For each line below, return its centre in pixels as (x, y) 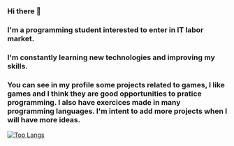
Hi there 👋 (24, 11)
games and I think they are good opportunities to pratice (104, 94)
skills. (17, 66)
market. (21, 38)
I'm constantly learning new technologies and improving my (111, 57)
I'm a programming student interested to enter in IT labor (105, 29)
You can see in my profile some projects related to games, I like (116, 85)
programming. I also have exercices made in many (94, 102)
